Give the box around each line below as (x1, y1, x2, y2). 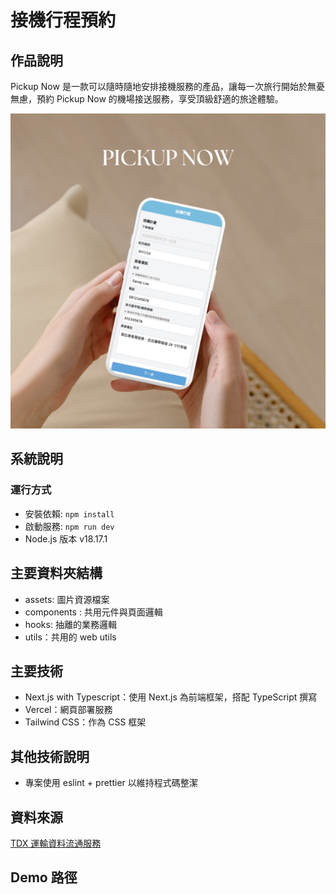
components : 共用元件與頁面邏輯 (24, 606, 163, 618)
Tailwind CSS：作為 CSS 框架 (24, 716, 147, 728)
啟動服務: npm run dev (24, 520, 115, 532)
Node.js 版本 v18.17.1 (24, 532, 108, 545)
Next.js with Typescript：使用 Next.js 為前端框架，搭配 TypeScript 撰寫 (24, 691, 318, 703)
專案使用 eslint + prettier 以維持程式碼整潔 (24, 777, 198, 789)
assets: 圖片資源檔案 (24, 593, 110, 605)
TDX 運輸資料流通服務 (10, 837, 102, 849)
